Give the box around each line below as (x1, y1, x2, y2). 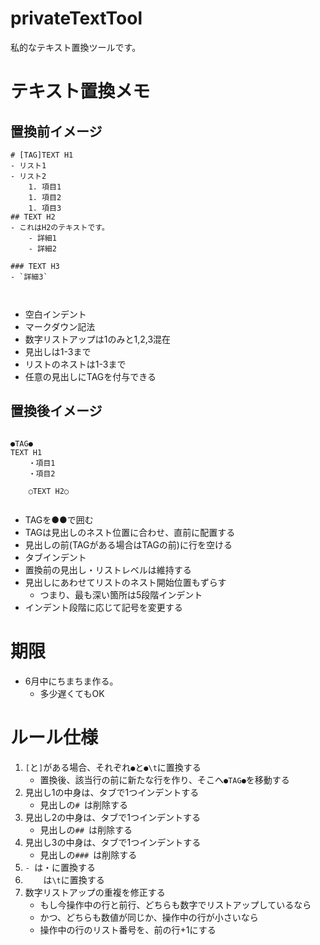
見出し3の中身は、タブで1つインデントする (24, 836, 202, 848)
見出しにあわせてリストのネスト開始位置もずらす (24, 576, 227, 588)
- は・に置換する (24, 861, 97, 873)
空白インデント (24, 308, 87, 320)
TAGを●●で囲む (24, 513, 94, 526)
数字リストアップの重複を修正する (24, 886, 166, 898)
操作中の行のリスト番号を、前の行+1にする (39, 923, 217, 936)
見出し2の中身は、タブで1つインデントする (24, 811, 202, 823)
